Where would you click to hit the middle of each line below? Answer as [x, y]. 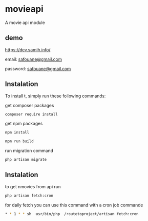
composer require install [31, 114]
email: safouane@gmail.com [33, 59]
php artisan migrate [26, 160]
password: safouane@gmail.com [38, 68]
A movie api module [25, 22]
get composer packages [30, 105]
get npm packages [24, 124]
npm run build [20, 141]
